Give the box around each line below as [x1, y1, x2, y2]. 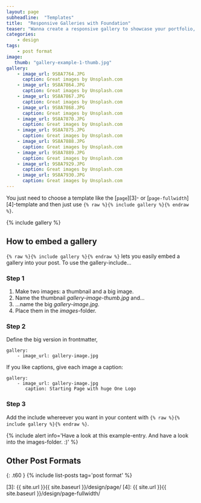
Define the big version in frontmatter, [6, 336, 98, 343]
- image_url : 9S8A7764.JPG [17, 71, 85, 77]
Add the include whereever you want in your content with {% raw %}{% [6, 413, 180, 421]
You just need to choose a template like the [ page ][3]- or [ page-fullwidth [6, 194, 187, 202]
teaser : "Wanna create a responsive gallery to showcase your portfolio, [6, 25, 196, 32]
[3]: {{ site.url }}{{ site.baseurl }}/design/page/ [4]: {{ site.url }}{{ [6, 484, 167, 491]
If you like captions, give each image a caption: [6, 364, 124, 371]
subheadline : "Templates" [6, 15, 74, 21]
